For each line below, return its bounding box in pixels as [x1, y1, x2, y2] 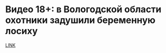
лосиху [5, 25, 38, 37]
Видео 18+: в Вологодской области [5, 4, 162, 15]
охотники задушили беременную [5, 14, 156, 26]
